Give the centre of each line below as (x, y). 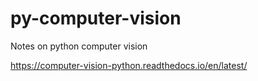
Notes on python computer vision (79, 46)
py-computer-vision (96, 18)
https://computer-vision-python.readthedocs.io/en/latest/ (129, 65)
